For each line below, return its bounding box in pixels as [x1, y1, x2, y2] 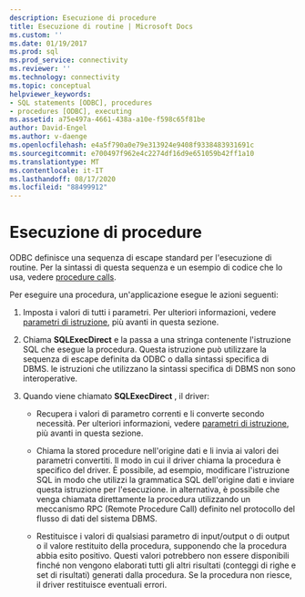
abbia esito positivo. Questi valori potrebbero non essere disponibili [36, 551, 290, 561]
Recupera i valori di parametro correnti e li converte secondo [36, 408, 265, 419]
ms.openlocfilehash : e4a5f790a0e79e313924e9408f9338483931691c [9, 140, 255, 149]
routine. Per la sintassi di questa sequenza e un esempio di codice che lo [9, 262, 283, 273]
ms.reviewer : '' [9, 65, 71, 74]
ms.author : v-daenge [9, 132, 88, 141]
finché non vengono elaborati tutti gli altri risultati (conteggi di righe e [36, 560, 297, 571]
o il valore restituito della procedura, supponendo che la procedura [36, 540, 287, 551]
